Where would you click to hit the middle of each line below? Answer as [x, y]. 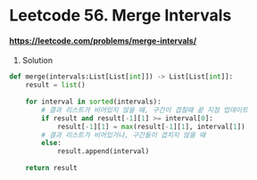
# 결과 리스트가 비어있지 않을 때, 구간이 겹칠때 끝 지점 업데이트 [145, 110]
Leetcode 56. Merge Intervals [120, 16]
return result [51, 168]
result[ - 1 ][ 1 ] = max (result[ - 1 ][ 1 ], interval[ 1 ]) [151, 127]
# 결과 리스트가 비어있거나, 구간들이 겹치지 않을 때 [124, 135]
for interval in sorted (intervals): [94, 102]
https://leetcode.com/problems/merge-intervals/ [103, 40]
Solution [37, 61]
